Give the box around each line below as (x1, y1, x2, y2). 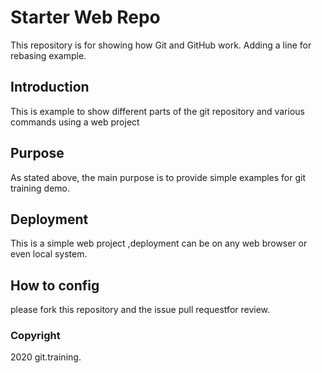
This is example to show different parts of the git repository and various (10, 105, 305, 117)
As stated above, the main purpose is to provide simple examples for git (10, 171, 307, 183)
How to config (10, 277, 100, 294)
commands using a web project (10, 116, 140, 128)
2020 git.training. (10, 351, 82, 363)
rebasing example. (10, 49, 87, 61)
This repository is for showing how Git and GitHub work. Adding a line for (10, 39, 312, 51)
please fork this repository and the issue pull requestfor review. (10, 304, 271, 316)
